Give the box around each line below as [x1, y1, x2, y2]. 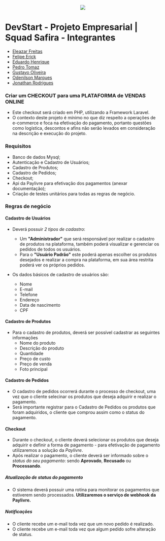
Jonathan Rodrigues [12, 79, 54, 86]
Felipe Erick [12, 53, 36, 59]
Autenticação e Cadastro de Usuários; [12, 159, 90, 165]
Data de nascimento [19, 302, 61, 308]
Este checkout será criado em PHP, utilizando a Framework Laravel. [12, 109, 150, 115]
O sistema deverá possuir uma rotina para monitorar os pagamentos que [12, 487, 160, 493]
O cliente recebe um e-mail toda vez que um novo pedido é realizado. [12, 521, 154, 527]
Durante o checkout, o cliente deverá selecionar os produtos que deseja [12, 437, 159, 443]
